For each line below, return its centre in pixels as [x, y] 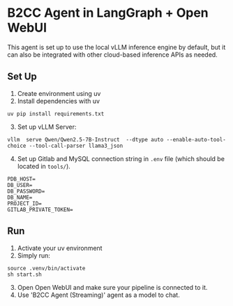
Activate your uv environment [60, 248]
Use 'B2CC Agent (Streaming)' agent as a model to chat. [98, 295]
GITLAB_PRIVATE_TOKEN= [40, 209]
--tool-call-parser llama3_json [76, 146]
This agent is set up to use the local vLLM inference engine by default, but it [116, 47]
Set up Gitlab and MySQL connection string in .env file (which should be [121, 158]
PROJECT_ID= [24, 203]
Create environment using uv [59, 93]
